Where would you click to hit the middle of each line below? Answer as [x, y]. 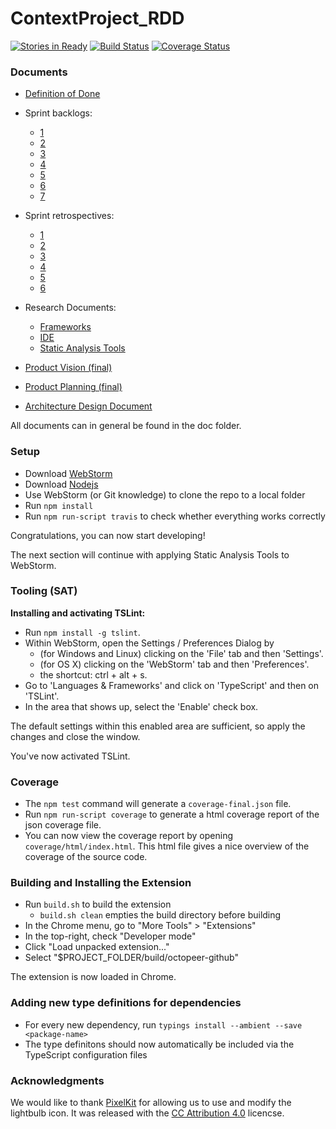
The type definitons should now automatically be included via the [159, 1044]
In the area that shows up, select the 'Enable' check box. [141, 706]
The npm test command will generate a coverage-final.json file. [158, 804]
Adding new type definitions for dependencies [126, 1003]
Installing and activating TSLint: [78, 613]
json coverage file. [63, 825]
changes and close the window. [75, 736]
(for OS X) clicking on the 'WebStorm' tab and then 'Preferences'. [174, 664]
